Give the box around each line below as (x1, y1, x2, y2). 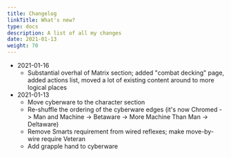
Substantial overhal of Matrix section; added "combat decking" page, (27, 68, 225, 77)
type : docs (7, 23, 39, 30)
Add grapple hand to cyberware (27, 142, 119, 150)
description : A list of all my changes (7, 29, 122, 37)
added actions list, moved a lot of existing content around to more (27, 76, 215, 84)
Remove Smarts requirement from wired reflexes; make (27, 127, 185, 136)
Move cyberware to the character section (27, 98, 145, 106)
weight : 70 (7, 42, 39, 49)
